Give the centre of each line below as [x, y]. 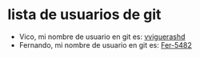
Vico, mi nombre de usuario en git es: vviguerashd [102, 37]
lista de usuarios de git [84, 15]
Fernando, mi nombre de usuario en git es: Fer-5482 [106, 44]
